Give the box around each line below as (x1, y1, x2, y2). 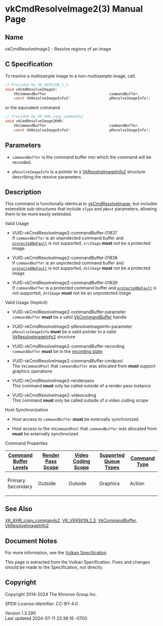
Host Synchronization (5, 407, 49, 413)
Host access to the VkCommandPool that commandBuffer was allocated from (12, 426, 157, 431)
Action (130, 480, 145, 487)
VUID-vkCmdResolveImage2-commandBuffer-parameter (12, 309, 126, 315)
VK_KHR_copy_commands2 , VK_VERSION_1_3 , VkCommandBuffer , (5, 518, 137, 523)
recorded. (12, 159, 32, 165)
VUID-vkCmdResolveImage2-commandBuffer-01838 (12, 255, 118, 261)
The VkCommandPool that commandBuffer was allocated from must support (12, 363, 156, 369)
